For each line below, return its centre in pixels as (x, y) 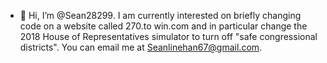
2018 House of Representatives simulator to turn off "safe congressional (168, 36)
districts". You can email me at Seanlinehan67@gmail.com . (141, 47)
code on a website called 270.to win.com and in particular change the (163, 26)
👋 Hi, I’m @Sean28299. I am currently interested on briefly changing (160, 15)
